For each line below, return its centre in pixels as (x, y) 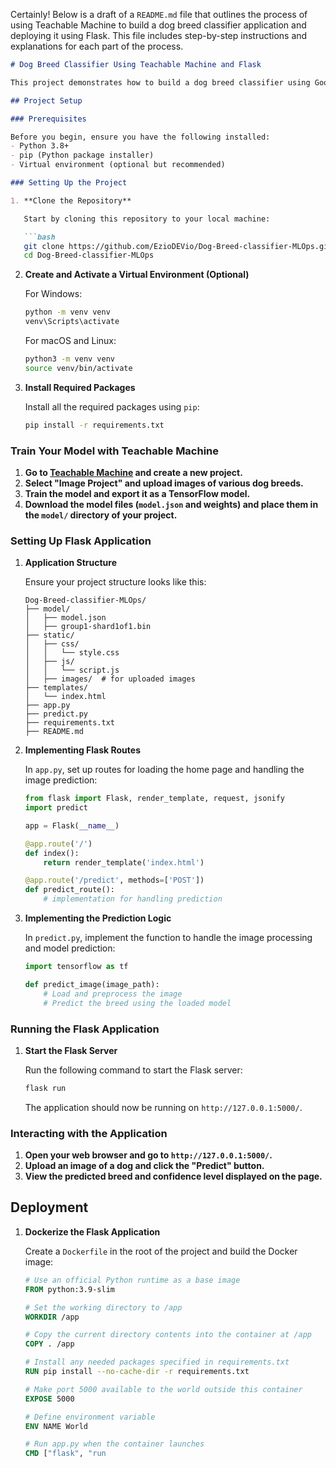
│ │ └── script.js (72, 670)
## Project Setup (46, 100)
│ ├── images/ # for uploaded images (110, 679)
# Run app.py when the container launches (114, 1444)
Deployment (49, 1207)
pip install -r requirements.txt (94, 425)
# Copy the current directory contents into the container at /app (168, 1335)
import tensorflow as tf (76, 967)
